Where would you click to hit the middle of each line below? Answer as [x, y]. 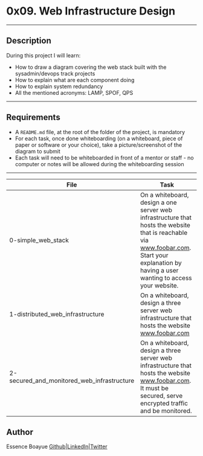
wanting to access [166, 278]
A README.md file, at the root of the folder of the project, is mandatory [100, 132]
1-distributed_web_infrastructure [57, 314]
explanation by [161, 263]
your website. [159, 285]
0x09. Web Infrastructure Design [91, 11]
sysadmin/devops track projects [55, 73]
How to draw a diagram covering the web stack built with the [91, 67]
